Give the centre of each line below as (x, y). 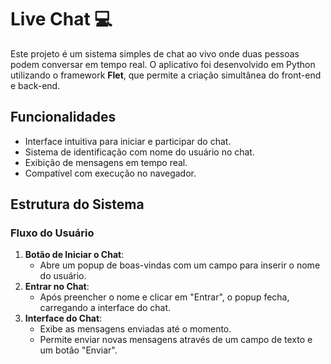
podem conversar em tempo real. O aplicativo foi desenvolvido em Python (163, 64)
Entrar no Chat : (57, 287)
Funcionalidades (63, 117)
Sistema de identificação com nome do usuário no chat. (139, 152)
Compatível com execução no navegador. (110, 173)
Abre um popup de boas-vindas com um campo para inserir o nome (180, 265)
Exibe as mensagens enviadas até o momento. (135, 329)
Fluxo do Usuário (52, 233)
